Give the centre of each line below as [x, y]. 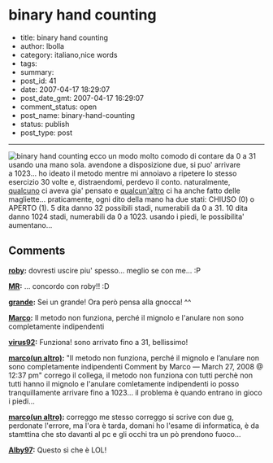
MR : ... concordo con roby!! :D [59, 286]
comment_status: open [58, 107]
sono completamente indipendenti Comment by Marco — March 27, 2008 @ [136, 366]
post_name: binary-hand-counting [78, 115]
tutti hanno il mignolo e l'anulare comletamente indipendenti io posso [124, 383]
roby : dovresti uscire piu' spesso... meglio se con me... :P [105, 270]
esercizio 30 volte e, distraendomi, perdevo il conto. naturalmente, [119, 181]
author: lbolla [42, 46]
